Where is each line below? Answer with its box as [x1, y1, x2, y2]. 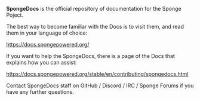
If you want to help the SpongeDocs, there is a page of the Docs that [6, 53, 175, 59]
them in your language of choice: [6, 29, 88, 36]
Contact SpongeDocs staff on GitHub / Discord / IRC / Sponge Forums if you [6, 82, 194, 89]
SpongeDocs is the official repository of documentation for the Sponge [6, 5, 181, 12]
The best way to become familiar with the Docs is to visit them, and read [6, 23, 184, 30]
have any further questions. [6, 88, 75, 95]
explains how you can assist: [6, 59, 77, 66]
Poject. [6, 11, 24, 19]
